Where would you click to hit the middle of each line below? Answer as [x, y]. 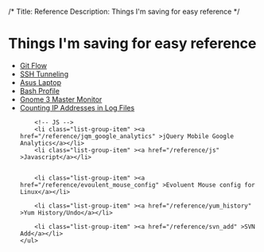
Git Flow [33, 65]
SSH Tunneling [44, 74]
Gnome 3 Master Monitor [61, 99]
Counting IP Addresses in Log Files [77, 107]
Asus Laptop [41, 82]
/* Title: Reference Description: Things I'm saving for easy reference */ [124, 12]
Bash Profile [39, 91]
